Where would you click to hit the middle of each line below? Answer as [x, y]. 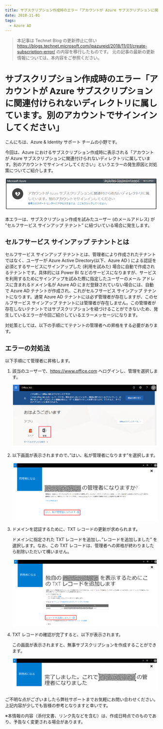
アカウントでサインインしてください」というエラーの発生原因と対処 [90, 164]
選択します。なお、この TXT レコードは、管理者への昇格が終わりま [79, 546]
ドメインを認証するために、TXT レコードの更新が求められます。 [76, 529]
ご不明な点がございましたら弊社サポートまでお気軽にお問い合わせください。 [81, 699]
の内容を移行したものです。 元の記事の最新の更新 [106, 52]
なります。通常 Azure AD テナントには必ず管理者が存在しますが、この [83, 297]
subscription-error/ [36, 52]
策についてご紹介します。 [30, 171]
